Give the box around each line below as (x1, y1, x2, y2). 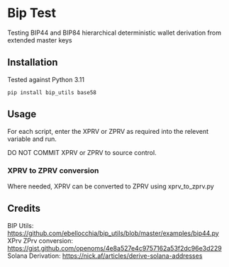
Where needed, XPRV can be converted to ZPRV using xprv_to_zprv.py (7, 182, 214, 191)
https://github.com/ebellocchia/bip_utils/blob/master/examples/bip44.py (7, 229, 220, 237)
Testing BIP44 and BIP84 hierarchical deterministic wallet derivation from (7, 28, 222, 37)
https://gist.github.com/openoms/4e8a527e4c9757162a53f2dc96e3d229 (7, 244, 222, 252)
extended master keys (7, 35, 72, 44)
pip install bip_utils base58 (7, 89, 97, 96)
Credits (7, 203, 41, 215)
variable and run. (7, 135, 57, 143)
